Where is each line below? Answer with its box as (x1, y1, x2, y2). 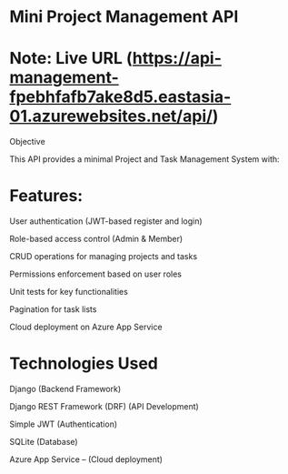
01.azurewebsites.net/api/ (9, 106, 214, 126)
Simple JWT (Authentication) (9, 419, 118, 429)
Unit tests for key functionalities (9, 287, 129, 298)
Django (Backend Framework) (9, 384, 122, 394)
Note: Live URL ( (9, 48, 134, 69)
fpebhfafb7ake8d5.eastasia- (9, 86, 232, 107)
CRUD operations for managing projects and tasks (9, 251, 198, 262)
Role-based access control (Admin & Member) (9, 234, 184, 245)
